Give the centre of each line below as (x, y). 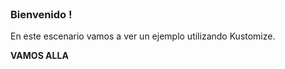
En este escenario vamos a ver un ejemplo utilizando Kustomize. (143, 36)
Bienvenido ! (41, 14)
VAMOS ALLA (39, 56)
